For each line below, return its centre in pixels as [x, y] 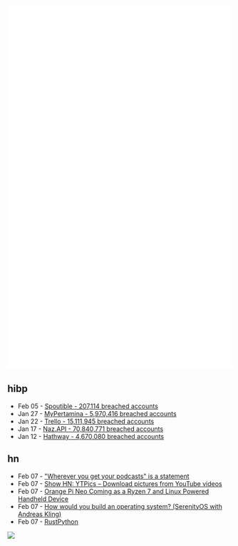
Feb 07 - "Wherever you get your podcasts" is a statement [104, 476]
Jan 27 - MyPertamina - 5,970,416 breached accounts [97, 413]
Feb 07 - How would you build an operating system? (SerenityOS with [120, 506]
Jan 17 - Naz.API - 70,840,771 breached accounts [90, 429]
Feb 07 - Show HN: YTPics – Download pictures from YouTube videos [120, 483]
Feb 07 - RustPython [48, 521]
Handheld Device [43, 499]
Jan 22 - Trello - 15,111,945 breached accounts [86, 421]
